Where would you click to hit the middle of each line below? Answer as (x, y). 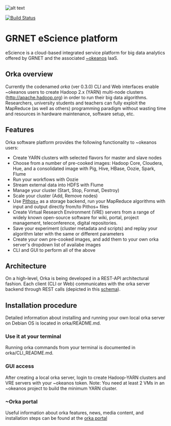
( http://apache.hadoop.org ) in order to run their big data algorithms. (77, 97)
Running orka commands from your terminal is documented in (70, 348)
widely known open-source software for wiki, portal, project (76, 217)
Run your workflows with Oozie (45, 179)
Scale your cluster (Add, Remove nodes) (55, 196)
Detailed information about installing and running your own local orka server (85, 318)
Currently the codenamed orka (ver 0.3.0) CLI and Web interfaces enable (82, 87)
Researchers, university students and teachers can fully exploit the (76, 103)
